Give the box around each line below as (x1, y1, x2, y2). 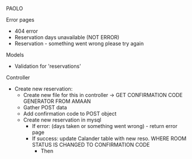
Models (6, 51, 25, 58)
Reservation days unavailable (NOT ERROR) (14, 34, 120, 40)
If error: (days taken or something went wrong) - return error (32, 123, 178, 129)
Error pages (6, 16, 35, 23)
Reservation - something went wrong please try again (14, 40, 144, 47)
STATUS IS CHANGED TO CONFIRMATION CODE (32, 141, 150, 148)
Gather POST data (23, 104, 67, 110)
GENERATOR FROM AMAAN (23, 98, 92, 105)
